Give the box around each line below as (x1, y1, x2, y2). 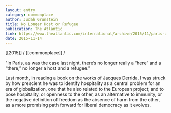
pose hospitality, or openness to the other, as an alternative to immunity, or (5, 91, 162, 97)
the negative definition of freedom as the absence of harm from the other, (5, 96, 160, 102)
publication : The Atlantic (5, 26, 63, 32)
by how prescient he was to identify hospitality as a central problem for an (5, 80, 161, 87)
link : (5, 31, 17, 36)
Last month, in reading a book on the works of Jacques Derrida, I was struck (5, 75, 166, 81)
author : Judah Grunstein (5, 17, 58, 22)
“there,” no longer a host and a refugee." (5, 65, 91, 71)
